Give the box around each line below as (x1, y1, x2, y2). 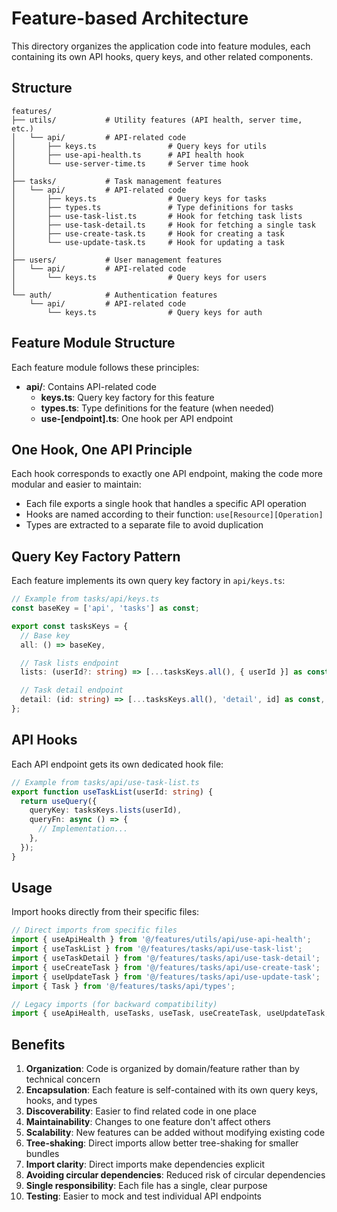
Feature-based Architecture (11, 7, 249, 30)
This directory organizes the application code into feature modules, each (11, 40, 311, 52)
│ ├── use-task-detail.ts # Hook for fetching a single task (11, 220, 316, 230)
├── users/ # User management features (11, 255, 223, 265)
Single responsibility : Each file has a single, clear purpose (25, 1180, 268, 1192)
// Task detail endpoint (20, 685, 124, 696)
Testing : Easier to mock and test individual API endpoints (25, 1190, 263, 1202)
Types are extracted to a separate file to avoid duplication (25, 519, 264, 531)
